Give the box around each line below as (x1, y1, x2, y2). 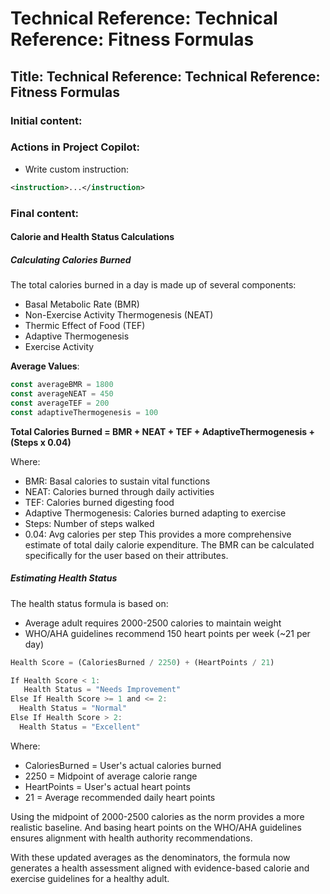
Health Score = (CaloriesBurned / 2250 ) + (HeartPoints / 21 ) (10, 657, 275, 667)
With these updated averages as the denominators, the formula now (10, 851, 291, 863)
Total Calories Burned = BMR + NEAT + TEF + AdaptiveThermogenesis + (10, 425, 315, 437)
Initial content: (10, 113, 83, 127)
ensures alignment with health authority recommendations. (10, 832, 253, 844)
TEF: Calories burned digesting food (24, 496, 175, 508)
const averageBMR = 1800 (10, 380, 114, 390)
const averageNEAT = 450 (10, 389, 114, 399)
